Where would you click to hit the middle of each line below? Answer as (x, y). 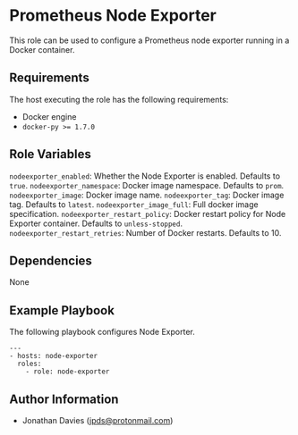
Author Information (64, 399)
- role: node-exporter (68, 372)
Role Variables (50, 154)
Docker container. (42, 49)
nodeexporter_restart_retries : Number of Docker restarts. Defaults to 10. (145, 232)
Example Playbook (62, 310)
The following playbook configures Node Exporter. (102, 332)
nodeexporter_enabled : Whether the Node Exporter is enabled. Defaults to (145, 176)
